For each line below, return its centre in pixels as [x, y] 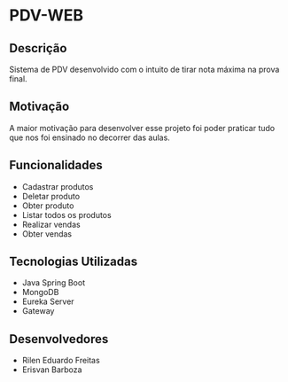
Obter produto [48, 206]
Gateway [38, 311]
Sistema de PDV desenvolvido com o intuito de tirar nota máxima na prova [144, 69]
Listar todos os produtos [67, 214]
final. [19, 79]
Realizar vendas [51, 224]
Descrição [38, 48]
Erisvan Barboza [52, 370]
